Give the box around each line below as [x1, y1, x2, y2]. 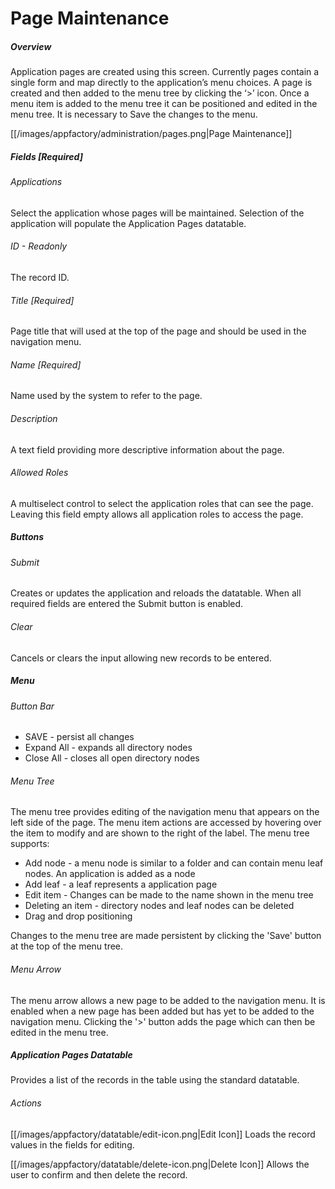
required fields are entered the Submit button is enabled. [10, 598, 244, 610]
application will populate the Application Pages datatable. [10, 217, 247, 229]
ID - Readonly [10, 240, 68, 252]
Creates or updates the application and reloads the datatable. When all [10, 587, 302, 599]
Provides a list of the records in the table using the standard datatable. [10, 1074, 300, 1086]
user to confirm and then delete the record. [10, 1168, 188, 1181]
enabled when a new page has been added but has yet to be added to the [10, 1005, 315, 1017]
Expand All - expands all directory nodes [24, 742, 193, 754]
